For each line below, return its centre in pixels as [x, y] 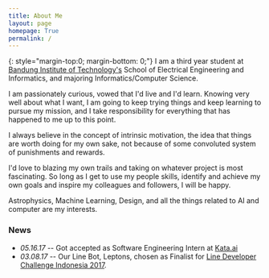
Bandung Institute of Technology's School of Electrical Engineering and [126, 70]
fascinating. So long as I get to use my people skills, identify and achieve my [134, 176]
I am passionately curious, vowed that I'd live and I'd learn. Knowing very [129, 94]
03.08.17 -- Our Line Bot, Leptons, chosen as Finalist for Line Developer [138, 256]
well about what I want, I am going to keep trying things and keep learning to [135, 102]
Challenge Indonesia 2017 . [63, 265]
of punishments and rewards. [57, 152]
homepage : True [34, 31]
